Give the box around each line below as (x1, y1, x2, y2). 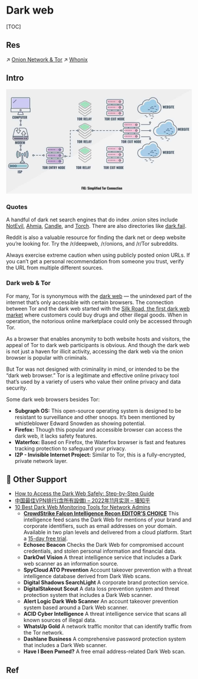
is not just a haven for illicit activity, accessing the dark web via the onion (6, 348, 184, 355)
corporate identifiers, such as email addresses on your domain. (23, 523, 177, 530)
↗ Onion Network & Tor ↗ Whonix (6, 56, 88, 63)
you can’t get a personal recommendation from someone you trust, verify (6, 258, 184, 265)
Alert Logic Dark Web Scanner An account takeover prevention (23, 598, 179, 605)
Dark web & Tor (6, 279, 51, 287)
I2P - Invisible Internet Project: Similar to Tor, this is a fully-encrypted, (14, 451, 186, 458)
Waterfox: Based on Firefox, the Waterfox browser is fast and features (14, 438, 186, 446)
